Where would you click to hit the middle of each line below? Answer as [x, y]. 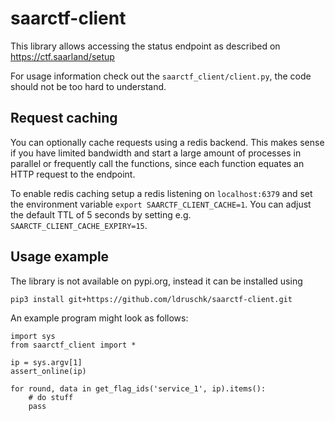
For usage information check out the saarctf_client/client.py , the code [161, 76]
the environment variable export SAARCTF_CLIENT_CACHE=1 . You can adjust [161, 204]
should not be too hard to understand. [88, 86]
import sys [33, 336]
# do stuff [51, 397]
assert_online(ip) [48, 371]
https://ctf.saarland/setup [62, 56]
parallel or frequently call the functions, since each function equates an [157, 163]
